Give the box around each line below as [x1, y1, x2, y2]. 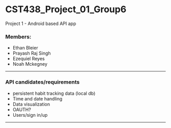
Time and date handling [12, 95, 63, 101]
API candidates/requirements [5, 79, 80, 86]
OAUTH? [12, 106, 32, 113]
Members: [5, 33, 32, 40]
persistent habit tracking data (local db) [12, 90, 96, 96]
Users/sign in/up [12, 112, 48, 118]
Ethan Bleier [12, 45, 38, 51]
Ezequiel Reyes [12, 56, 45, 62]
